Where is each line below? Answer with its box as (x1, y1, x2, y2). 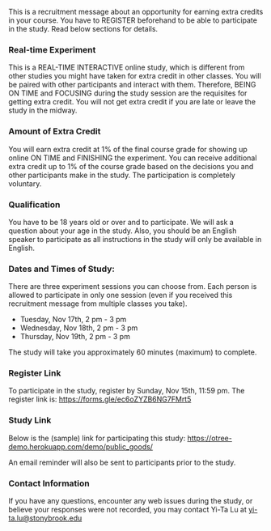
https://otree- (187, 433, 232, 443)
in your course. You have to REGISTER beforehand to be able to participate (8, 15, 257, 25)
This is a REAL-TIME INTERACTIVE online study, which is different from (8, 62, 245, 72)
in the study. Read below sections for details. (8, 24, 159, 33)
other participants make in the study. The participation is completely (8, 170, 236, 180)
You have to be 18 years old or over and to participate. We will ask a (8, 217, 235, 227)
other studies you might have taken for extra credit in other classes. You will (8, 71, 261, 81)
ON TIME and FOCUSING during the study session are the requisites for (8, 88, 248, 98)
